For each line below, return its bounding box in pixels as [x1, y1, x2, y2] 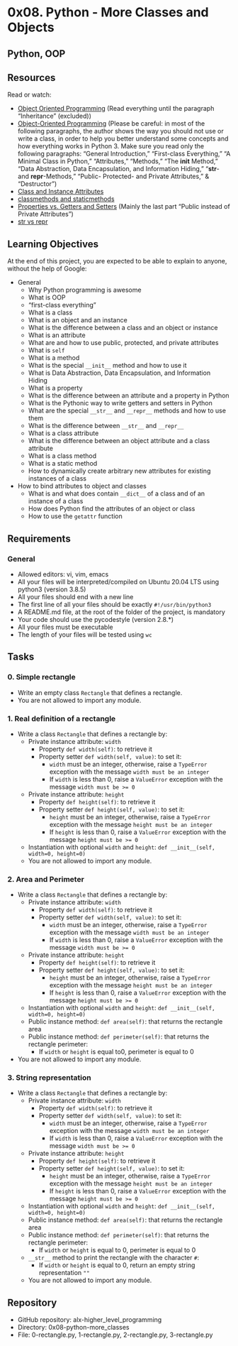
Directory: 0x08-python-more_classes [17, 1323, 130, 1332]
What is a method [28, 354, 80, 362]
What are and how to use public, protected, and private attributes [28, 339, 219, 347]
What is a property [28, 384, 83, 393]
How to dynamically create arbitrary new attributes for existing [28, 466, 211, 476]
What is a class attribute [28, 429, 99, 437]
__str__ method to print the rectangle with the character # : [28, 1254, 200, 1262]
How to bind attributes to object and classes [17, 482, 147, 491]
